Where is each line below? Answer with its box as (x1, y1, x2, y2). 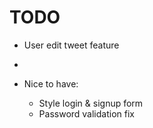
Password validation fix (38, 107, 135, 120)
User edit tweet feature (23, 39, 120, 51)
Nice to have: (23, 77, 79, 90)
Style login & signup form (38, 97, 144, 109)
